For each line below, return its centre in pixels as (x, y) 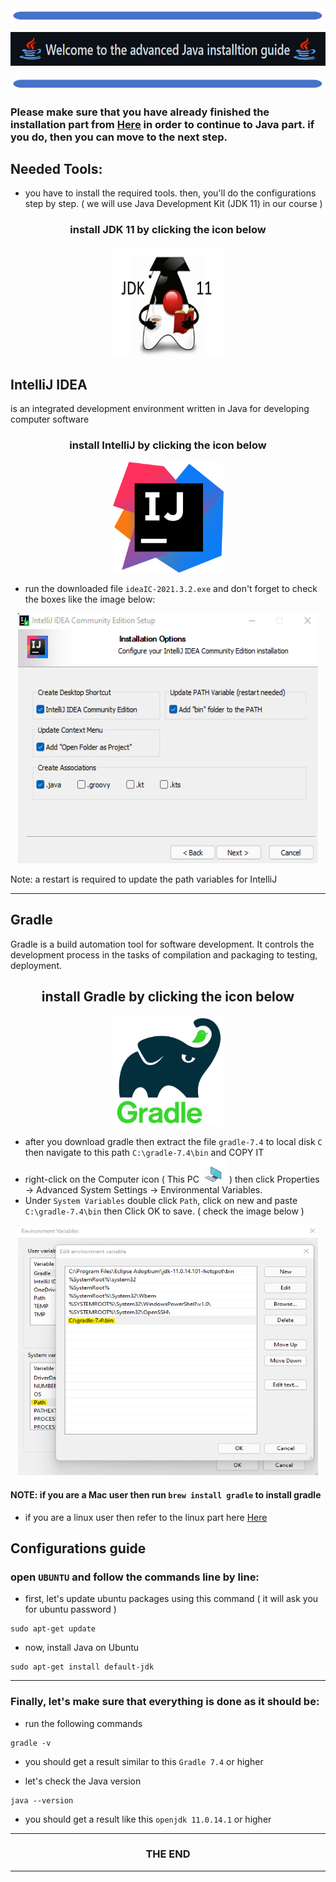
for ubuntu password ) (70, 1609)
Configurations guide (78, 1548)
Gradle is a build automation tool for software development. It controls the (162, 944)
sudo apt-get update (53, 1629)
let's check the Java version (83, 1781)
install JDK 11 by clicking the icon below (168, 230)
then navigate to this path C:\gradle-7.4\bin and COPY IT (144, 1153)
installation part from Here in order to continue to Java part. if (162, 124)
